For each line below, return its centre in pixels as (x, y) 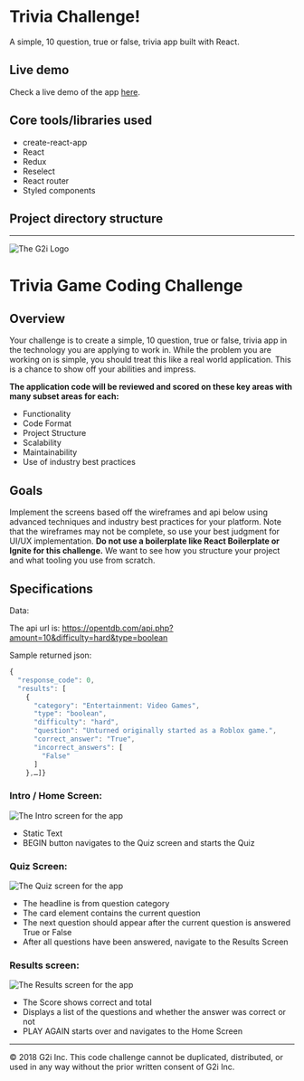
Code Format (47, 423)
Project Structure (54, 433)
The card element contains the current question (111, 913)
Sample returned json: (51, 655)
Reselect (39, 171)
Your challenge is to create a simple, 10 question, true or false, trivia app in (148, 340)
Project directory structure (86, 218)
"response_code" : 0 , (56, 680)
